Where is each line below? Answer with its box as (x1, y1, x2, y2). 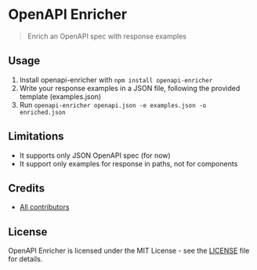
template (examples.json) (19, 92, 102, 101)
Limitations (8, 130, 64, 143)
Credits (8, 181, 45, 195)
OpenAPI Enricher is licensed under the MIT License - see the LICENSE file (8, 246, 250, 256)
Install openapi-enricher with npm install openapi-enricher (19, 75, 213, 84)
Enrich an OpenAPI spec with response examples (27, 31, 186, 41)
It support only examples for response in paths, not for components (19, 159, 238, 168)
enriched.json (19, 108, 66, 116)
